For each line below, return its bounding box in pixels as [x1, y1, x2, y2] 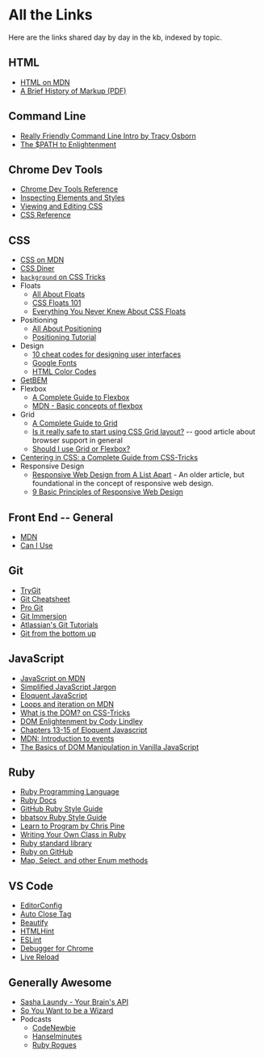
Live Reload [19, 952, 60, 962]
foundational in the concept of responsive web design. [31, 479, 214, 489]
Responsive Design [19, 461, 85, 471]
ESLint [19, 935, 42, 945]
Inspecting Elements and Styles [19, 193, 125, 203]
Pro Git [19, 603, 44, 612]
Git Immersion [19, 611, 67, 620]
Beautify [19, 918, 48, 928]
